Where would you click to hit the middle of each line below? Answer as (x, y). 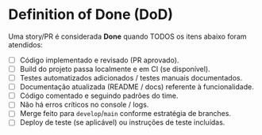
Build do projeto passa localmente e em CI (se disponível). (115, 69)
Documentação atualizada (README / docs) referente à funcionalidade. (137, 87)
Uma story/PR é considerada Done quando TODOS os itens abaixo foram (128, 36)
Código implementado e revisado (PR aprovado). (99, 60)
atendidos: (26, 44)
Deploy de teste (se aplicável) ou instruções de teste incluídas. (122, 122)
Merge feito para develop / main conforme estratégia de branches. (125, 114)
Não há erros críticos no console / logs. (84, 105)
